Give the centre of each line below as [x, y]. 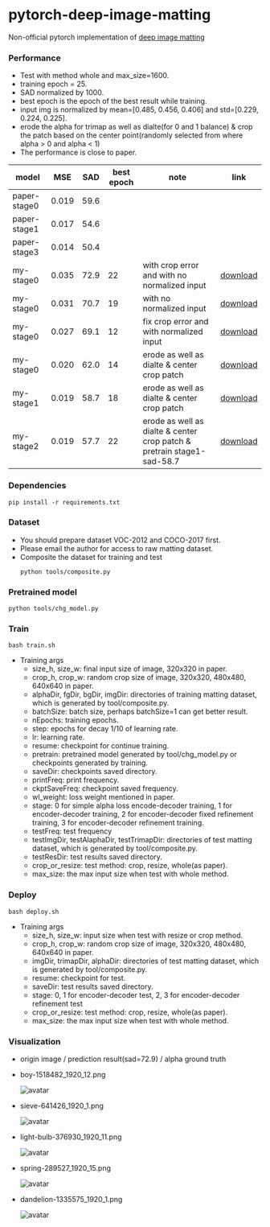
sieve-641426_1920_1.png [62, 1106]
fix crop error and [176, 322]
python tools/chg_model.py [53, 609]
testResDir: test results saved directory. [97, 857]
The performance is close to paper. [78, 152]
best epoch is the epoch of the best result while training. [113, 101]
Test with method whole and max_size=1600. [94, 76]
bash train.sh [32, 645]
